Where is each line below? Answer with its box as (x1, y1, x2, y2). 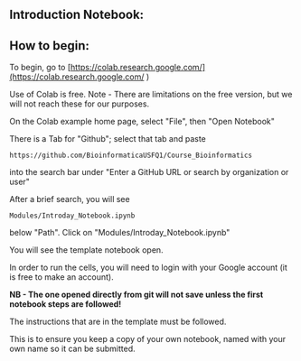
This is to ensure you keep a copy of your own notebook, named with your (9, 334, 287, 345)
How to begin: (9, 38, 90, 53)
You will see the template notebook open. (9, 245, 165, 255)
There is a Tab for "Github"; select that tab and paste (9, 134, 206, 144)
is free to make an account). (9, 272, 115, 282)
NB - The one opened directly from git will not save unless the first (9, 289, 264, 301)
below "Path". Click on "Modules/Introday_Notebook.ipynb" (9, 227, 230, 238)
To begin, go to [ (9, 62, 71, 73)
